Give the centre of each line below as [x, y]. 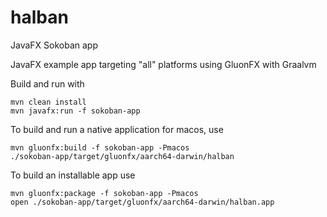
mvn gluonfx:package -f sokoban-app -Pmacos [104, 193]
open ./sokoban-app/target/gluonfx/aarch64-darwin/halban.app [142, 202]
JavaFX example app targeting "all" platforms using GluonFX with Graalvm [163, 64]
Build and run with [47, 83]
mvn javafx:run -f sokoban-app [75, 111]
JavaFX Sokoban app [54, 45]
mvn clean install [48, 102]
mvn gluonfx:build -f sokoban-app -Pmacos [100, 147]
